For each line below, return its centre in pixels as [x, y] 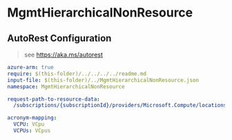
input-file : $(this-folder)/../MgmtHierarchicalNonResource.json [103, 80]
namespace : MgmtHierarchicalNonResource [66, 87]
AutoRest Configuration [59, 38]
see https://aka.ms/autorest [64, 54]
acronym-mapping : [32, 118]
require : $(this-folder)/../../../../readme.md [77, 74]
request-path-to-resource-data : [54, 99]
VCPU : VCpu [29, 124]
